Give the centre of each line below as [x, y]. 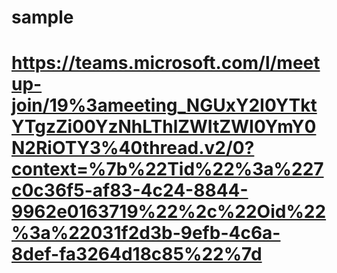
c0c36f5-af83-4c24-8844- [130, 190]
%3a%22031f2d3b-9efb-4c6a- [146, 233]
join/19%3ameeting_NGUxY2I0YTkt [164, 105]
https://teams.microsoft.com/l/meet [166, 63]
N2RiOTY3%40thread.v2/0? [133, 148]
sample [42, 17]
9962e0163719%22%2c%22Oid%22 [169, 212]
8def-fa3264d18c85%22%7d [137, 254]
